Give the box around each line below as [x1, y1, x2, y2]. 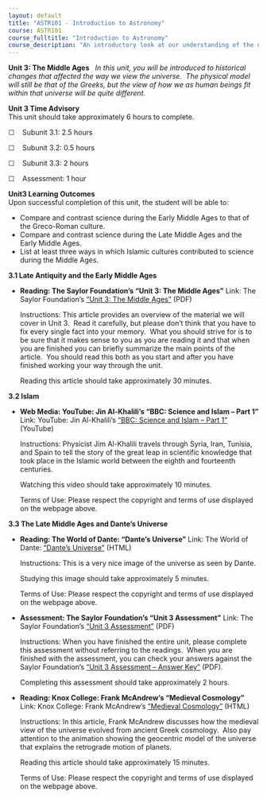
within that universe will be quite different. [8, 88, 146, 98]
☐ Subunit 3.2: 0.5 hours [8, 143, 95, 153]
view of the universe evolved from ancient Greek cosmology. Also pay [19, 725, 252, 735]
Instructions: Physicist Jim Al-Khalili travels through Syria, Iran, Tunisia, [19, 439, 253, 449]
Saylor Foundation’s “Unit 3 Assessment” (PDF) [19, 622, 175, 631]
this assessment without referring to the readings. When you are [19, 646, 233, 655]
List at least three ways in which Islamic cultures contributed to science [19, 247, 254, 257]
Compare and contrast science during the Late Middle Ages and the [19, 230, 242, 239]
